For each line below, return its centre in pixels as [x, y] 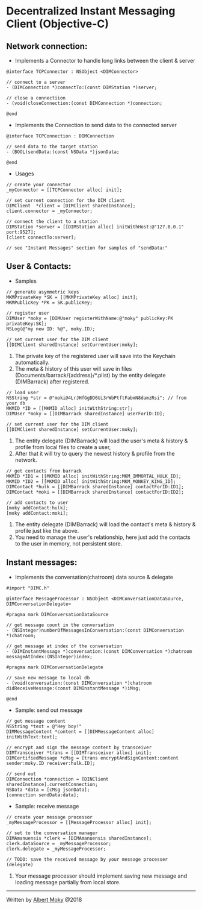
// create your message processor [50, 817]
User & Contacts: [39, 266]
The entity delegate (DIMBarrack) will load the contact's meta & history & [105, 524]
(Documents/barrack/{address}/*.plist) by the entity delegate [90, 375]
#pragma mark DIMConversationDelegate [55, 667]
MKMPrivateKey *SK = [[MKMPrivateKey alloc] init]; [72, 297]
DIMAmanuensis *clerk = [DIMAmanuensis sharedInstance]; [79, 838]
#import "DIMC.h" [28, 588]
